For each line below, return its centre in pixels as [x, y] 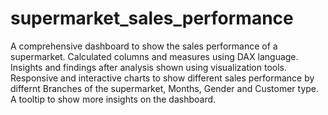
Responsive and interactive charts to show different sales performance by [162, 78]
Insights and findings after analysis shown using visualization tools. [148, 67]
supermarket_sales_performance [152, 18]
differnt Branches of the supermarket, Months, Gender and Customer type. [165, 88]
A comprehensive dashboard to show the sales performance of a [144, 46]
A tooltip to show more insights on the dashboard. [113, 99]
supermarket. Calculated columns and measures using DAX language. [154, 56]
